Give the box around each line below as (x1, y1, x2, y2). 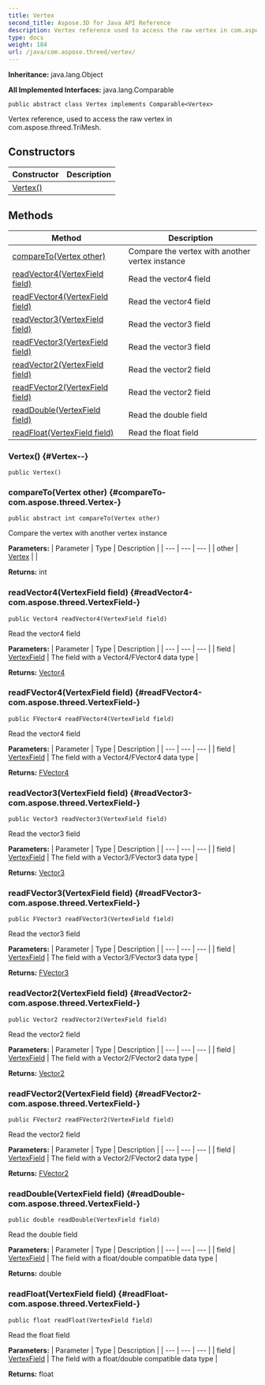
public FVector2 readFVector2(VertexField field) (8, 1116, 175, 1124)
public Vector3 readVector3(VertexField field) (8, 816, 168, 823)
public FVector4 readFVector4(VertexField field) (8, 715, 175, 722)
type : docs (8, 33, 44, 42)
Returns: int (8, 567, 47, 577)
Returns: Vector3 (8, 868, 65, 878)
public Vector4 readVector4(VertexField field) (8, 614, 168, 623)
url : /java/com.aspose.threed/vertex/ (8, 48, 136, 56)
